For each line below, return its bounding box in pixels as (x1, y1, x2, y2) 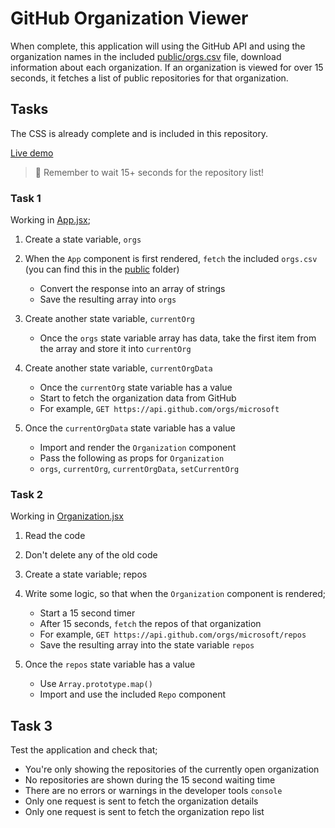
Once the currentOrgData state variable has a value (24, 422, 236, 434)
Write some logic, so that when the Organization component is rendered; (24, 588, 326, 600)
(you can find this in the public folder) (24, 263, 180, 276)
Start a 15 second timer (39, 607, 136, 619)
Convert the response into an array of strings (39, 283, 226, 295)
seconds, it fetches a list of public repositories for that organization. (10, 72, 289, 84)
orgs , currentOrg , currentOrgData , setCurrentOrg (39, 463, 240, 475)
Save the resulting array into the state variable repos (39, 639, 255, 651)
